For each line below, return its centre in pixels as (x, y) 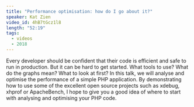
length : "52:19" (26, 28)
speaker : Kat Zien (28, 17)
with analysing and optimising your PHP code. (61, 98)
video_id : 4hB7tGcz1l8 (34, 22)
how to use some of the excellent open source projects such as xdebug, (93, 85)
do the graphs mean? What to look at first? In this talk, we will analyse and (95, 73)
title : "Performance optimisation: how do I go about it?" (79, 11)
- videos (22, 39)
